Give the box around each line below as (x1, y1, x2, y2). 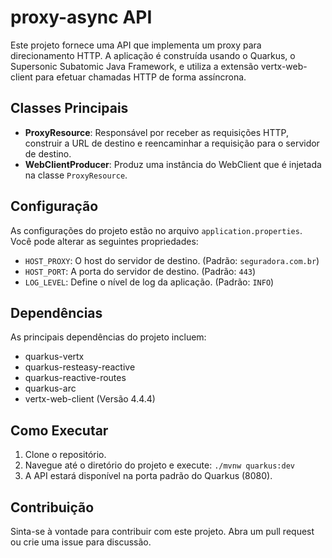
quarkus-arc (24, 382, 77, 395)
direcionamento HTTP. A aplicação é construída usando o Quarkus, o (10, 49, 296, 61)
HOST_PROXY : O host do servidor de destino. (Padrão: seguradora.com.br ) (24, 254, 320, 266)
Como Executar (10, 422, 109, 439)
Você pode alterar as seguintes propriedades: (10, 235, 199, 247)
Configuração (10, 198, 99, 215)
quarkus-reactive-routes (24, 372, 127, 384)
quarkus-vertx (24, 351, 85, 363)
